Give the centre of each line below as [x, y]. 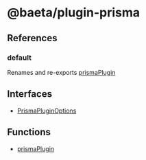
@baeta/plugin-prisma [74, 13]
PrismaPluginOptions [47, 111]
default [20, 58]
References [32, 38]
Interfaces [30, 94]
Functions [29, 132]
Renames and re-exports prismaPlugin [61, 72]
